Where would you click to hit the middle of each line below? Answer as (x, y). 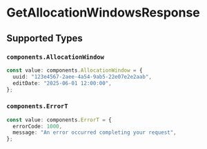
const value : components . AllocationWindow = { (75, 70)
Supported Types (45, 38)
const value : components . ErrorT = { (59, 120)
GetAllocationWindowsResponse (103, 13)
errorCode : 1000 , (38, 126)
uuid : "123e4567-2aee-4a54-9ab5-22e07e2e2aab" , (82, 77)
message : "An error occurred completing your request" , (95, 132)
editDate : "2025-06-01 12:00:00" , (62, 83)
